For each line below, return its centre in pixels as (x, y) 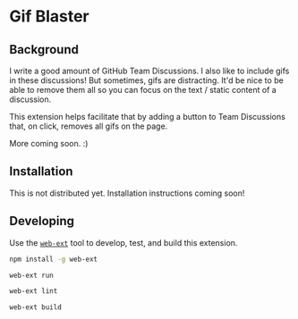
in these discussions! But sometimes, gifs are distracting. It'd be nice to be (146, 80)
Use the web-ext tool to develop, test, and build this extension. (123, 242)
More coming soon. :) (49, 143)
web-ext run (31, 275)
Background (44, 50)
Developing (42, 221)
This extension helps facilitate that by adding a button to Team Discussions (148, 117)
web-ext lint (34, 291)
